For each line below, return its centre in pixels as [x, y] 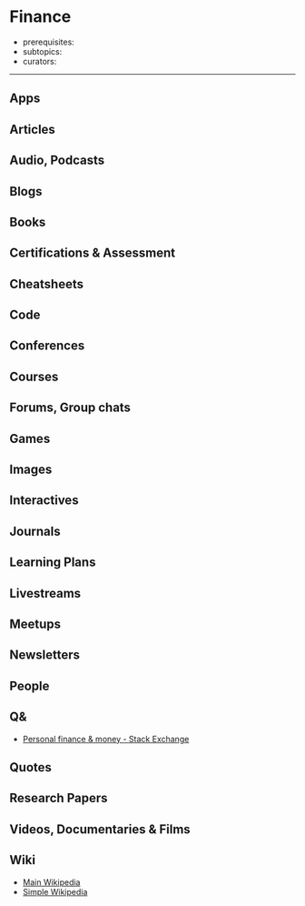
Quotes [31, 767]
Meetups [35, 624]
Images [31, 470]
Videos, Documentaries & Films [100, 829]
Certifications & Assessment [92, 253]
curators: [39, 61]
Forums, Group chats [70, 408]
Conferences [47, 346]
